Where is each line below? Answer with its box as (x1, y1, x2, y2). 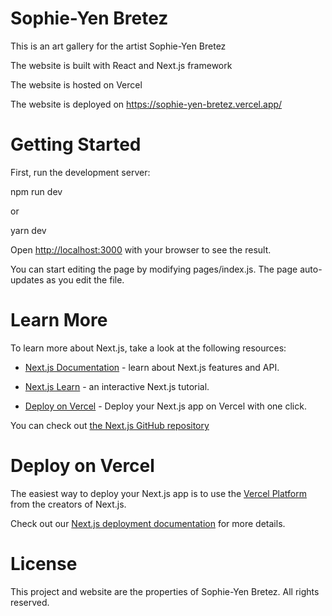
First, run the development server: (10, 166, 151, 178)
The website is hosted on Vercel (10, 78, 143, 91)
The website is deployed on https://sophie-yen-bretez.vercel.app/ (10, 98, 283, 110)
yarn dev (10, 224, 47, 236)
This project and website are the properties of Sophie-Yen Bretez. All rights (10, 585, 320, 597)
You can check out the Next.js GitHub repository (10, 419, 210, 431)
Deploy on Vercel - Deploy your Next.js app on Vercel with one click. (24, 400, 307, 412)
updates (10, 273, 45, 286)
